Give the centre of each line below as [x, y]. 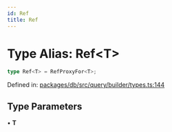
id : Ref [18, 13]
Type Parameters [45, 106]
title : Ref [23, 20]
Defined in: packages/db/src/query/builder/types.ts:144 [86, 85]
